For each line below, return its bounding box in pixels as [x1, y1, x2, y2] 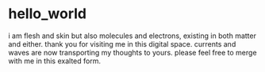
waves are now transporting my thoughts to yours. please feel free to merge [8, 47, 257, 57]
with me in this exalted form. [8, 56, 102, 66]
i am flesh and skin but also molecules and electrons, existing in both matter [8, 31, 256, 40]
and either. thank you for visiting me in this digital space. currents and [8, 39, 236, 48]
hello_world [8, 5, 87, 23]
